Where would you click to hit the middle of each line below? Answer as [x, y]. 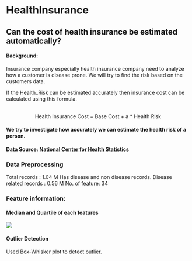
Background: [22, 56]
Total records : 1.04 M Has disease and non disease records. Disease [89, 177]
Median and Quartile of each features [52, 212]
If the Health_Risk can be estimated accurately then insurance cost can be [95, 92]
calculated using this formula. [41, 99]
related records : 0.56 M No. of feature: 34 [57, 183]
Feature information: [36, 198]
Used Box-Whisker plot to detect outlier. [54, 252]
